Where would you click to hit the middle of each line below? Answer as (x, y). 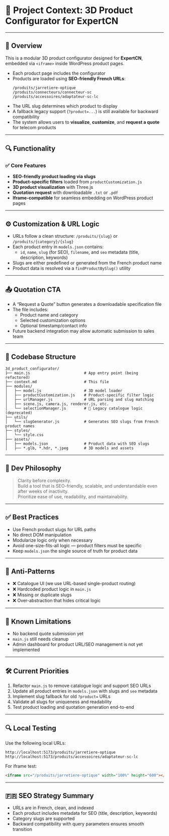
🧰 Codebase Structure (41, 357)
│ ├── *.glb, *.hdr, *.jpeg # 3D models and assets (70, 448)
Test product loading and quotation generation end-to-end (73, 707)
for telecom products (34, 127)
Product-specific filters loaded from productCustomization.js (77, 182)
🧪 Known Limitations (38, 621)
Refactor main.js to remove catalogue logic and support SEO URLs (82, 686)
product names (20, 426)
